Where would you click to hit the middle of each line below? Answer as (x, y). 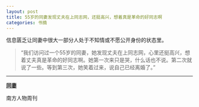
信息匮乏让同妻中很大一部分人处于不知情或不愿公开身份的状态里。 (86, 40)
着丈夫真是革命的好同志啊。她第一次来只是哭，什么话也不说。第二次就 (106, 60)
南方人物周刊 (22, 98)
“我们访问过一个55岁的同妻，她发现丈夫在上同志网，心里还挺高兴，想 (105, 53)
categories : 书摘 (27, 22)
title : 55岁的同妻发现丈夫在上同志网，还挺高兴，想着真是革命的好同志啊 (84, 17)
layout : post (22, 12)
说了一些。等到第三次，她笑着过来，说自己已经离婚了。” (88, 67)
